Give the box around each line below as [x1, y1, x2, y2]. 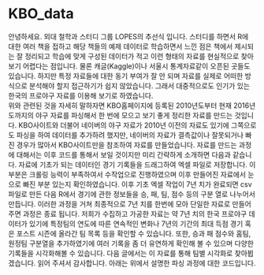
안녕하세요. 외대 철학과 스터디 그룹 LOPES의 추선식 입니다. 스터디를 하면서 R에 [8, 32, 249, 41]
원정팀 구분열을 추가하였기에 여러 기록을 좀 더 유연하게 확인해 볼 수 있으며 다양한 [8, 238, 255, 248]
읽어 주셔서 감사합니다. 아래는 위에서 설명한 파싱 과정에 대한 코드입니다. [37, 258, 256, 268]
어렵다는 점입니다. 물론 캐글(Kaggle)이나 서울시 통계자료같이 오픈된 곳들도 [22, 61, 251, 71]
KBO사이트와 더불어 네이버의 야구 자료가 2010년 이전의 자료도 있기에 [18, 120, 230, 130]
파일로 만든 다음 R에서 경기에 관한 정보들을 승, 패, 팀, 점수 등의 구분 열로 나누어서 [8, 189, 256, 199]
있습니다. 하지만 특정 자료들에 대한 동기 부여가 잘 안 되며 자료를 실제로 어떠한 [8, 71, 244, 80]
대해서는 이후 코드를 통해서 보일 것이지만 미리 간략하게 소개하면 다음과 [16, 150, 231, 159]
